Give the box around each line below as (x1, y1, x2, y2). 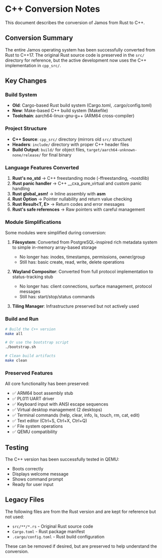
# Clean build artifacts (5, 354, 56, 359)
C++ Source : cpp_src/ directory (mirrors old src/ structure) (12, 136, 133, 142)
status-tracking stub (12, 274, 53, 280)
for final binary (42, 152, 72, 158)
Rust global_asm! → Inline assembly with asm (12, 191, 106, 197)
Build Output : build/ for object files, (12, 146, 86, 152)
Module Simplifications (5, 218, 62, 225)
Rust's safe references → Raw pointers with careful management (12, 207, 145, 213)
